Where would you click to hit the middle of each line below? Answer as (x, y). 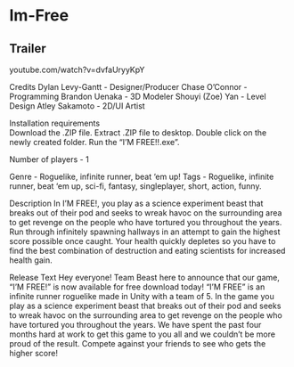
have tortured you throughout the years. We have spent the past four (135, 325)
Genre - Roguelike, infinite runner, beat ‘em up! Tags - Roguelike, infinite (142, 176)
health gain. (31, 260)
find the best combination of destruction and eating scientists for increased (147, 251)
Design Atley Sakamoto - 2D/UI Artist (77, 106)
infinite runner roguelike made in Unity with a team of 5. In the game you (142, 296)
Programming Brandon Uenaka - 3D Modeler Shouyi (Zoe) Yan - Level (138, 96)
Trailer (28, 49)
